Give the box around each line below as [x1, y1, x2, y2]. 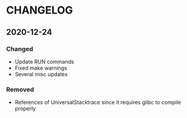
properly [14, 105, 36, 112]
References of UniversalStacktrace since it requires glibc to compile [14, 99, 181, 106]
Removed [6, 85, 34, 93]
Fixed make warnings [14, 64, 67, 71]
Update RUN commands [14, 58, 74, 65]
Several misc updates [14, 70, 68, 77]
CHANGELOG [6, 4, 73, 17]
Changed [6, 45, 34, 53]
